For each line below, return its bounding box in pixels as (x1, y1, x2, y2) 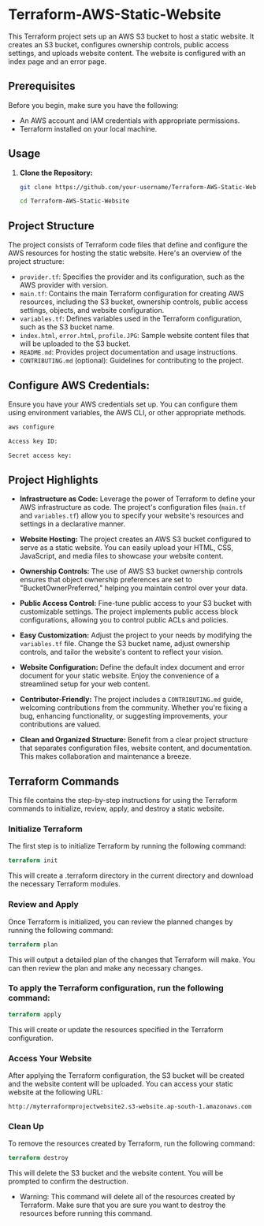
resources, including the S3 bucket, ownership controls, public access (19, 297, 248, 306)
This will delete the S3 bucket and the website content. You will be (8, 1168, 224, 1178)
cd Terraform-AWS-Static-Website (19, 197, 130, 206)
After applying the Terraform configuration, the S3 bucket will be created (8, 1071, 245, 1080)
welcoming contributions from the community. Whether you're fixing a (19, 703, 248, 712)
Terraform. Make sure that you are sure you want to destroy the (19, 1200, 226, 1210)
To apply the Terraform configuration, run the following (8, 983, 225, 994)
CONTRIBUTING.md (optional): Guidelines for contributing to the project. (19, 356, 244, 366)
